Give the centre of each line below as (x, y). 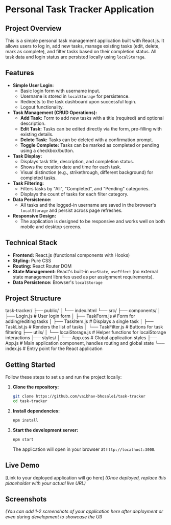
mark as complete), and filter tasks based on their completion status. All (81, 51)
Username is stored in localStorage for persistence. (75, 96)
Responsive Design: (34, 215)
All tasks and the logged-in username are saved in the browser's (88, 205)
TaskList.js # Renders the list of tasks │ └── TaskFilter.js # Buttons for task (84, 327)
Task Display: (27, 156)
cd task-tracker (30, 401)
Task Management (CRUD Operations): (55, 112)
